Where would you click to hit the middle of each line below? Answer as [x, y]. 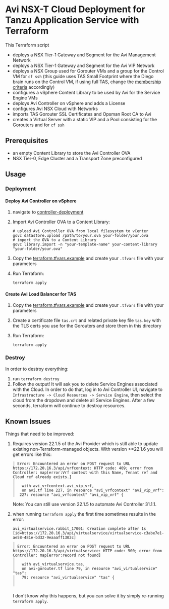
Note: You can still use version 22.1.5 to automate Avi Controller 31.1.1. [84, 504]
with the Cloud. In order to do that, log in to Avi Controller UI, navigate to [88, 389]
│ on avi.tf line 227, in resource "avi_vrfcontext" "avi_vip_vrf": [88, 490]
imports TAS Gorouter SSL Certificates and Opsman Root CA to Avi [82, 114]
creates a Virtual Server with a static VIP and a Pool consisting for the [85, 119]
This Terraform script [27, 45]
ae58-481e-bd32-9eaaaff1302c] [44, 538]
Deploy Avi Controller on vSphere [41, 201]
